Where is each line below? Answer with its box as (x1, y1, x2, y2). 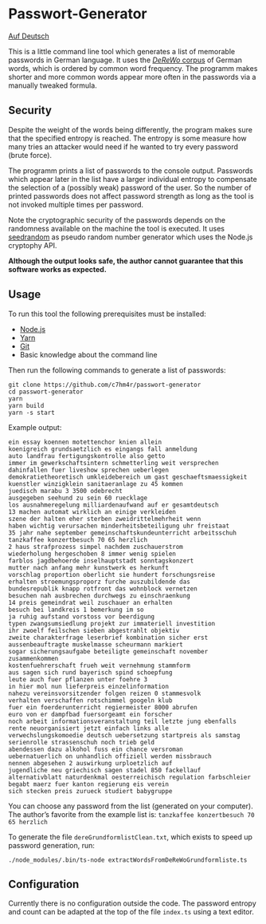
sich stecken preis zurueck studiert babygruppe (8, 787, 173, 795)
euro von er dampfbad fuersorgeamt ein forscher (8, 710, 173, 718)
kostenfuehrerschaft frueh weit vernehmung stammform (8, 661, 191, 669)
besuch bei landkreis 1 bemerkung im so (8, 606, 145, 614)
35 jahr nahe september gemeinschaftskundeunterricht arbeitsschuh (8, 528, 237, 537)
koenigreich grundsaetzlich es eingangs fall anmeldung (8, 444, 198, 453)
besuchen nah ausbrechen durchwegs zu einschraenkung (8, 591, 191, 599)
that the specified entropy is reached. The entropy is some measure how (8, 133, 247, 143)
